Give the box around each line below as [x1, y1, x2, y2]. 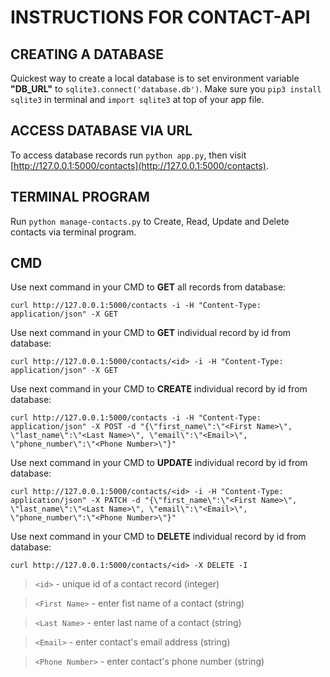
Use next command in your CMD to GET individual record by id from [10, 327, 292, 339]
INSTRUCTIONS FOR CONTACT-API [10, 6, 311, 29]
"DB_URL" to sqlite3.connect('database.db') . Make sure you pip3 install [10, 83, 322, 95]
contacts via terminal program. [10, 226, 137, 238]
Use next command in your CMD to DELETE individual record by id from [10, 531, 307, 543]
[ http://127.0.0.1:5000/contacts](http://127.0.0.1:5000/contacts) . [10, 159, 269, 171]
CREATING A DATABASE [10, 46, 164, 63]
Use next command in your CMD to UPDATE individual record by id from [10, 457, 308, 469]
